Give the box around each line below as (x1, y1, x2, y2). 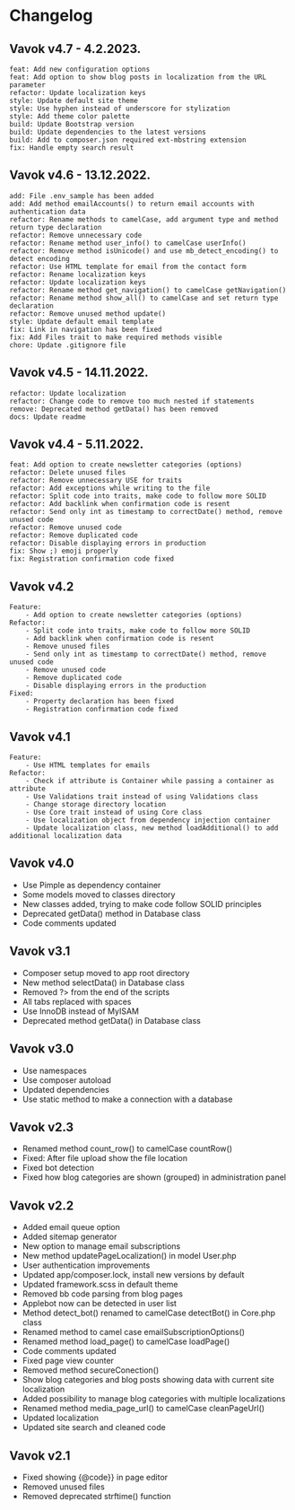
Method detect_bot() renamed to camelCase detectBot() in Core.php (22, 1307, 276, 1319)
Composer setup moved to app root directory (22, 967, 190, 978)
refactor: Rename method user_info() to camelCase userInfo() (9, 239, 247, 248)
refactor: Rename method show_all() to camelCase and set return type (9, 293, 279, 302)
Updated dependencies (22, 1084, 110, 1095)
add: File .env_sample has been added (9, 191, 154, 200)
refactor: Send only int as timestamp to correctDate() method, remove (9, 508, 282, 517)
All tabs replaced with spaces (22, 996, 132, 1007)
